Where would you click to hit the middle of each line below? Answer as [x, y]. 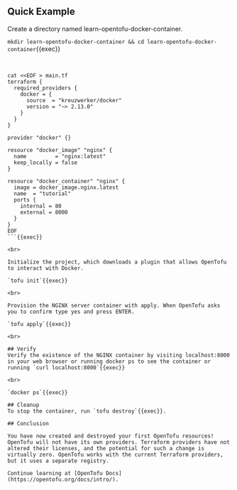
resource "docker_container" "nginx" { [66, 181]
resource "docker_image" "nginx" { [60, 150]
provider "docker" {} [39, 138]
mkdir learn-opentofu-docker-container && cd [76, 42]
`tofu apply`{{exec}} [39, 324]
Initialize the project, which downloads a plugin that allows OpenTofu [117, 262]
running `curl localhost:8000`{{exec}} [66, 367]
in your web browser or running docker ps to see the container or [109, 361]
